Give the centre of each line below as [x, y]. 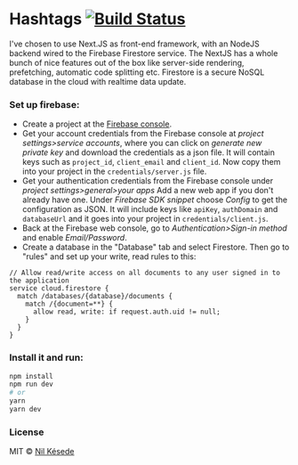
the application [39, 281]
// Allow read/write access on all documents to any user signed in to [145, 273]
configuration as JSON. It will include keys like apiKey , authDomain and [150, 209]
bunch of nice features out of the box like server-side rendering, [127, 62]
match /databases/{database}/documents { [95, 297]
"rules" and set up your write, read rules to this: [109, 257]
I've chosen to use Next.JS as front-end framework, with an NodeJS [134, 44]
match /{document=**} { [69, 304]
